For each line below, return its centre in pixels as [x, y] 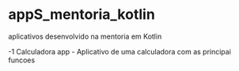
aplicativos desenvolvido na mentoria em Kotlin [85, 36]
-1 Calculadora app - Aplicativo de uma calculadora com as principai [120, 51]
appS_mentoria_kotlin [82, 15]
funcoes [22, 60]
